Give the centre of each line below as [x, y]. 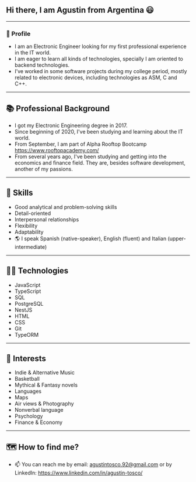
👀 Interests [26, 358]
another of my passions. [43, 169]
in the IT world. [33, 53]
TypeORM [27, 334]
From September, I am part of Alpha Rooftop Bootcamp [80, 144]
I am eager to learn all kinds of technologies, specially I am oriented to [99, 59]
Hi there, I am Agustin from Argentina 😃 [80, 10]
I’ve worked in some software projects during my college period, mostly [101, 71]
